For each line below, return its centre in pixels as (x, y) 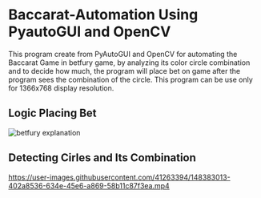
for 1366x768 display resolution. (61, 88)
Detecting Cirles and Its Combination (102, 158)
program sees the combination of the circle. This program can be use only (131, 79)
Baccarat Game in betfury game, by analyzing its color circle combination (129, 63)
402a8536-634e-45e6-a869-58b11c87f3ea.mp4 (89, 185)
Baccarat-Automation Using (103, 15)
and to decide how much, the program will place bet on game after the (124, 71)
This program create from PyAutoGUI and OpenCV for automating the (123, 54)
